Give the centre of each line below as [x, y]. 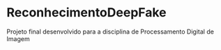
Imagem [18, 38]
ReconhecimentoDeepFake [86, 13]
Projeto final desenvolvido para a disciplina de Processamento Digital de [110, 32]
